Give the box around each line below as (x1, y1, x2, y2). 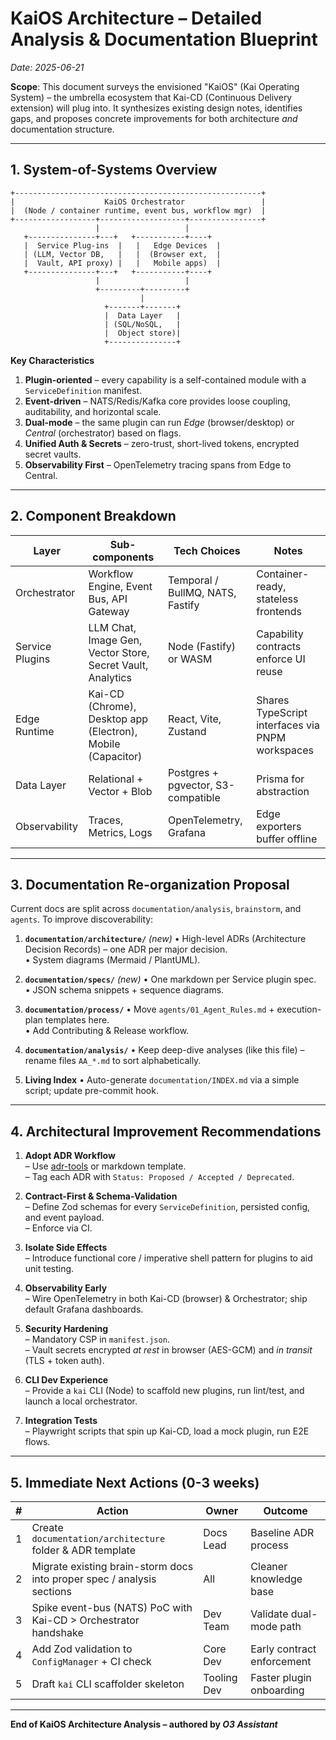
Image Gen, (88, 633, 143, 647)
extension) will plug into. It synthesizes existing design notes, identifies (10, 102, 303, 114)
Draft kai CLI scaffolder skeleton (31, 1677, 185, 1691)
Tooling (203, 1671, 238, 1684)
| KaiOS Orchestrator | (10, 197, 267, 207)
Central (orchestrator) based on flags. (24, 427, 182, 439)
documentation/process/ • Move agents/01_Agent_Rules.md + (24, 1003, 275, 1016)
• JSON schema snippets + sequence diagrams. (24, 984, 225, 996)
